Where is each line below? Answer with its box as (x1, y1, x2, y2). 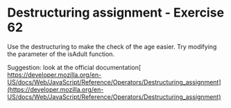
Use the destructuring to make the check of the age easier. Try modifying (7, 42, 217, 51)
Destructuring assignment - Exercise (7, 5, 224, 21)
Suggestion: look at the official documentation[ (7, 63, 142, 71)
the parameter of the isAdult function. (7, 50, 115, 58)
